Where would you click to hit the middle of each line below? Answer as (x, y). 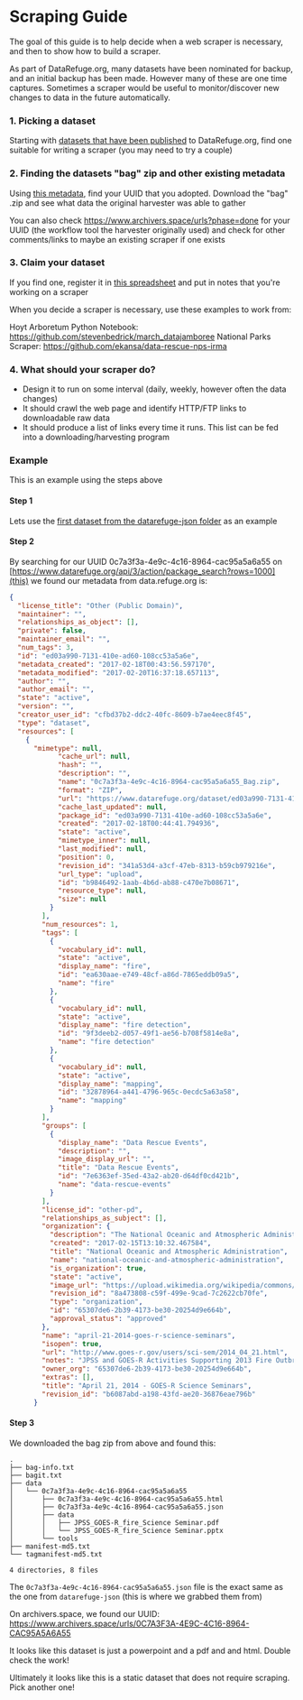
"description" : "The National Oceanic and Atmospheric (154, 1235)
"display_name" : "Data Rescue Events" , (132, 1142)
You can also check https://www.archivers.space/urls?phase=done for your (150, 220)
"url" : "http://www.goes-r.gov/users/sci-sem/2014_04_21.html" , (165, 1352)
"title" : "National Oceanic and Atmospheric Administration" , (169, 1252)
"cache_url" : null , (94, 757)
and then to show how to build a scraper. (85, 51)
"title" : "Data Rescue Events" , (118, 1168)
